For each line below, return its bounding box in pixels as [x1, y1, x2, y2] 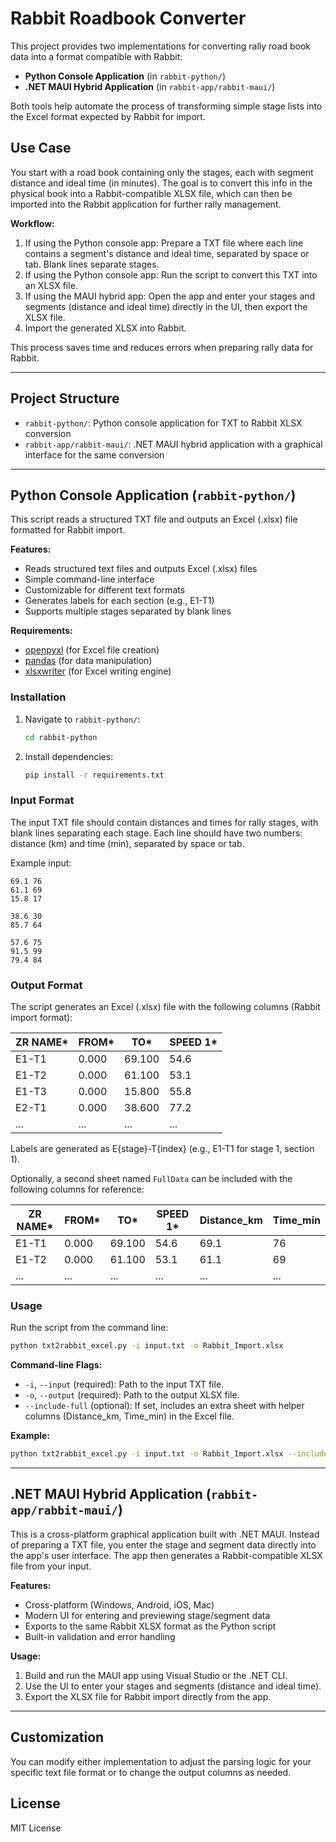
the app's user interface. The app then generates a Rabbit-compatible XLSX [10, 1549, 323, 1561]
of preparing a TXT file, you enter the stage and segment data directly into [10, 1538, 317, 1551]
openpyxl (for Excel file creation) [24, 644, 160, 656]
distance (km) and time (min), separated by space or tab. [10, 837, 245, 849]
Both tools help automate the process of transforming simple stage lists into [10, 100, 323, 112]
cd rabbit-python [24, 732, 98, 742]
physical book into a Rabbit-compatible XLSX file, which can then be [10, 187, 293, 199]
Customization [10, 1729, 105, 1746]
